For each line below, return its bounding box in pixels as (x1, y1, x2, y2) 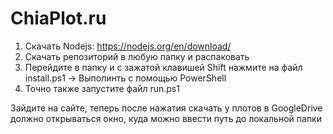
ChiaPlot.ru (10, 7, 107, 30)
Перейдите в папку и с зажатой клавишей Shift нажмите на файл (24, 61, 303, 73)
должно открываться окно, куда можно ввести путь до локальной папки (10, 112, 322, 124)
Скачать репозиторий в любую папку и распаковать (24, 50, 250, 62)
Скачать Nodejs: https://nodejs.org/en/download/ (24, 40, 232, 52)
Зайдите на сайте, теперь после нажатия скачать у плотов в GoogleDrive (10, 102, 323, 114)
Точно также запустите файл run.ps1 (24, 82, 180, 94)
